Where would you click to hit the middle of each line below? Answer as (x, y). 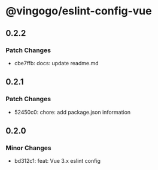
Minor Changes (28, 148)
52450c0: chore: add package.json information (72, 112)
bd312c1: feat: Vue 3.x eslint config (57, 161)
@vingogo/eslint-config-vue (79, 11)
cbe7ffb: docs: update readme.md (57, 63)
